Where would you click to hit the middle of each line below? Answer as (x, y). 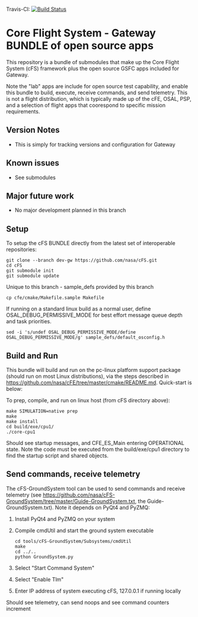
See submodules (35, 177)
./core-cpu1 (21, 432)
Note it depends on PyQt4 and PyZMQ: (103, 507)
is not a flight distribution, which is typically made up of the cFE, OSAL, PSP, (99, 98)
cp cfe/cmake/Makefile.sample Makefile (55, 298)
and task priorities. (29, 322)
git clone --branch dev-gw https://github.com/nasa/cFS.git (82, 260)
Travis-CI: (18, 9)
